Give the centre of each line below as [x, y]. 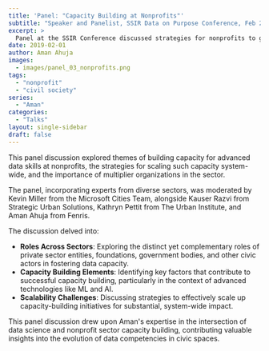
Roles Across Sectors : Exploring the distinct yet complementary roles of [140, 246]
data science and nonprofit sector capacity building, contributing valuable [130, 329]
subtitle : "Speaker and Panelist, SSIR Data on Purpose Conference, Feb [132, 23]
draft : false [30, 134]
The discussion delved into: [54, 231]
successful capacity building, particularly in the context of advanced [133, 280]
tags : [17, 75]
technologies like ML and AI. [66, 289]
